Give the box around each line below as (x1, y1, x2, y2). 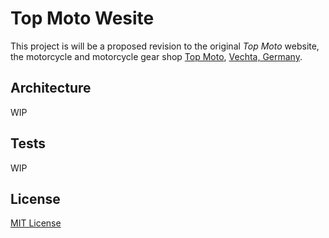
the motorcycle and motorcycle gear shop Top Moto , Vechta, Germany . (10, 50, 303, 62)
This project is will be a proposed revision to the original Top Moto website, (10, 40, 320, 52)
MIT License (10, 217, 62, 229)
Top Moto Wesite (10, 7, 155, 30)
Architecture (10, 80, 92, 97)
